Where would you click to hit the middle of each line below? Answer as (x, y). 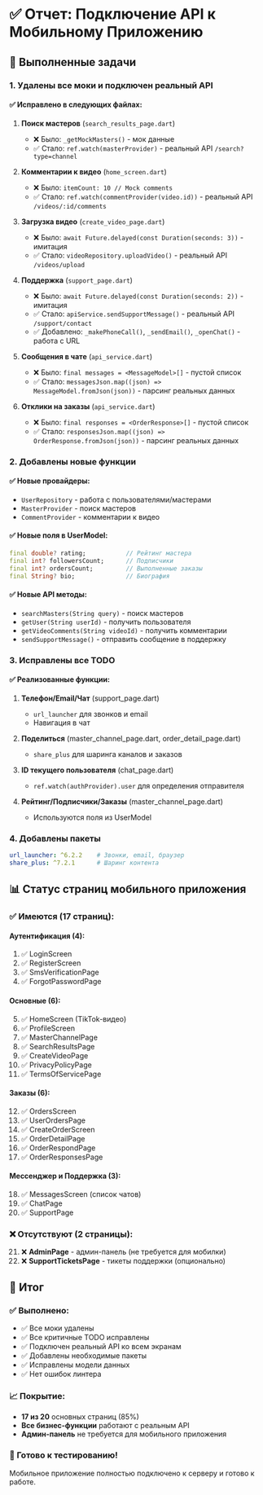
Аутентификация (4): (47, 936)
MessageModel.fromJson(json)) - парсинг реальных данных (134, 390)
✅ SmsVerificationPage (60, 972)
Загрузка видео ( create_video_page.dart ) (93, 222)
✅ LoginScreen (46, 954)
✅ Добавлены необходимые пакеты (84, 1356)
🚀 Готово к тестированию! (64, 1455)
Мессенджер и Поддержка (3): (65, 1176)
